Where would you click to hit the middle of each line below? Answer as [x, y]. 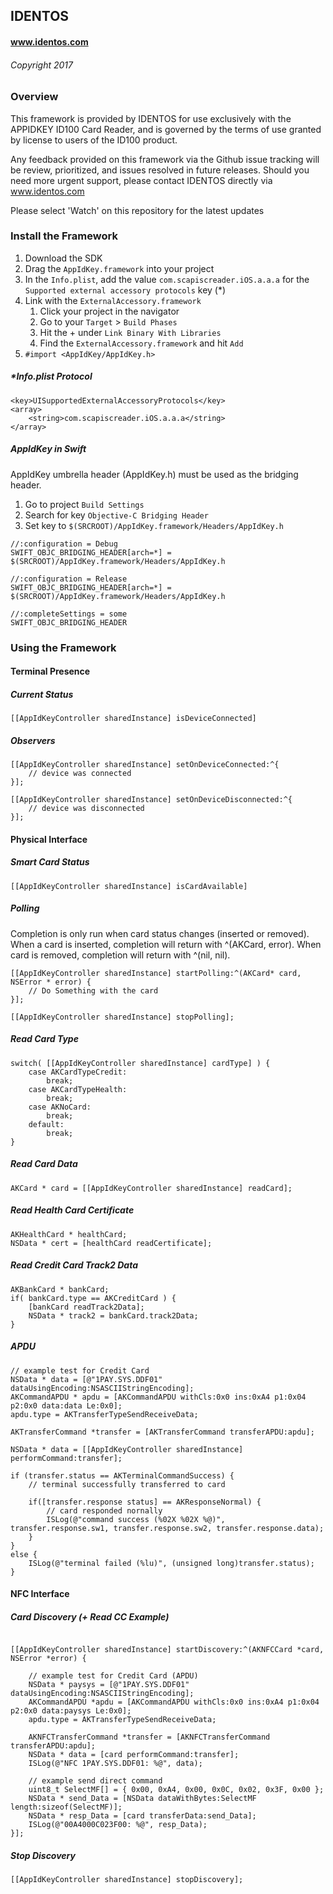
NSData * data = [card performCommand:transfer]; [134, 1755]
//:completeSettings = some [69, 614]
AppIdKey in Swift [48, 449]
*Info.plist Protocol [51, 376]
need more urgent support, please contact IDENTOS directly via [141, 180]
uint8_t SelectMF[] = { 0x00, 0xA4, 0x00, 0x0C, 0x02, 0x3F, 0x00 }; [176, 1790]
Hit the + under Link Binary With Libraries [130, 332]
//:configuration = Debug [64, 544]
